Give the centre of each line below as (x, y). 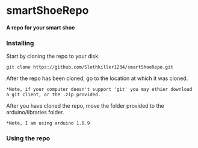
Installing (20, 43)
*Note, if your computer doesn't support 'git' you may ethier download (99, 90)
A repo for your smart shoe (41, 27)
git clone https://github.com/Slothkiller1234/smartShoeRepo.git (90, 67)
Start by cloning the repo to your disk (52, 56)
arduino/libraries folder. (35, 113)
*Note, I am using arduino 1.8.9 (48, 123)
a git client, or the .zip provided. (54, 95)
